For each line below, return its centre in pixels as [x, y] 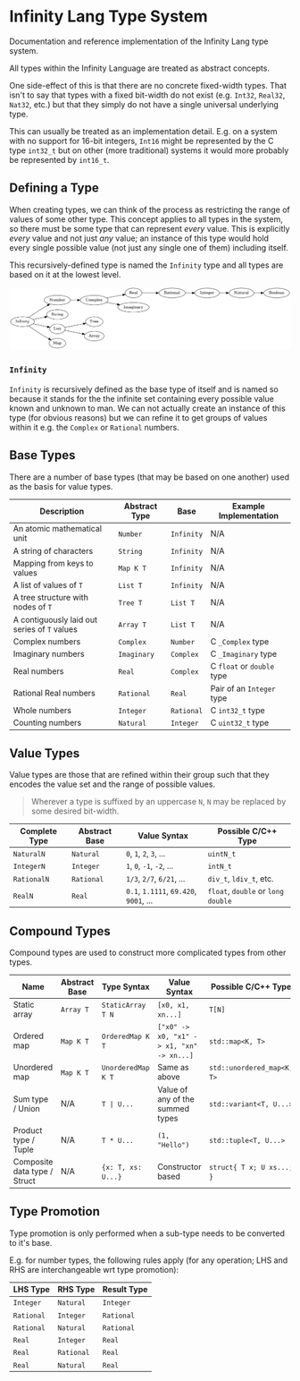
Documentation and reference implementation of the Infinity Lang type [139, 41]
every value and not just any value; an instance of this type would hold [139, 238]
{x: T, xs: [122, 1167]
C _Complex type [240, 641]
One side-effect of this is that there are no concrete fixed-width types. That [148, 85]
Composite [33, 1162]
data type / [33, 1172]
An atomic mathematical [58, 529]
